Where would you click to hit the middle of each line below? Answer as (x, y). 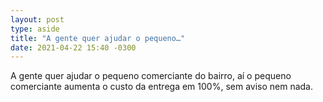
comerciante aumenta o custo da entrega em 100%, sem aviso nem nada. (162, 87)
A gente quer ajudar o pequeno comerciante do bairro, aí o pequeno (151, 76)
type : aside (35, 29)
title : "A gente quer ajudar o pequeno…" (98, 38)
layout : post (37, 19)
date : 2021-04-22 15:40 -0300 (73, 47)
